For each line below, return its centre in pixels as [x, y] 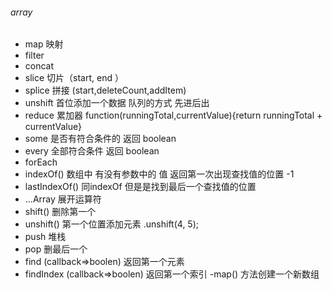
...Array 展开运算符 [63, 199]
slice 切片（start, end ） [74, 78]
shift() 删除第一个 [60, 212]
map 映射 [44, 44]
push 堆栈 [45, 237]
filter [34, 55]
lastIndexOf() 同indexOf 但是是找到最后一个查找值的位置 [140, 187]
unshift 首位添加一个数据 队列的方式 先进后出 [117, 103]
